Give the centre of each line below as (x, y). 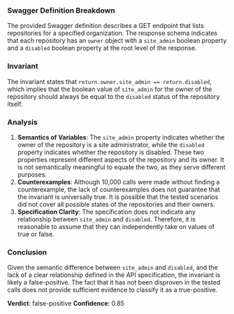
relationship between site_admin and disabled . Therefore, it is (106, 219)
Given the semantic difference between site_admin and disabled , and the (113, 268)
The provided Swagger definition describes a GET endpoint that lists (106, 26)
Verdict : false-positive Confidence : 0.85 (66, 303)
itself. (15, 104)
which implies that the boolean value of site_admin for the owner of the (110, 89)
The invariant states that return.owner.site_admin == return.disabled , (109, 81)
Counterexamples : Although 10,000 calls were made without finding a (118, 182)
